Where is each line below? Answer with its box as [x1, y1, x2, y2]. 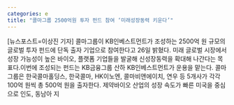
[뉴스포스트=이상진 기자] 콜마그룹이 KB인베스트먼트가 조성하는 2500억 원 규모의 [7, 36, 226, 45]
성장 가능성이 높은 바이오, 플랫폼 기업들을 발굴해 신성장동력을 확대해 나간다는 [7, 54, 217, 63]
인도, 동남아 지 [20, 89, 59, 98]
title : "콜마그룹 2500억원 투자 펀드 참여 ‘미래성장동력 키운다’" [7, 17, 174, 24]
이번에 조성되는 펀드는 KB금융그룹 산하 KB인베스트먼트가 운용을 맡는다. [20, 63, 214, 71]
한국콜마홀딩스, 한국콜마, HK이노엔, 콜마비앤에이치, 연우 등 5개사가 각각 [25, 71, 221, 80]
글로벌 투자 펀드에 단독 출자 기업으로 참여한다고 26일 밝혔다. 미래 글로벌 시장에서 [7, 45, 227, 54]
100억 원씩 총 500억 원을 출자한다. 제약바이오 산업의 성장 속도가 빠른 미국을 [7, 80, 213, 89]
